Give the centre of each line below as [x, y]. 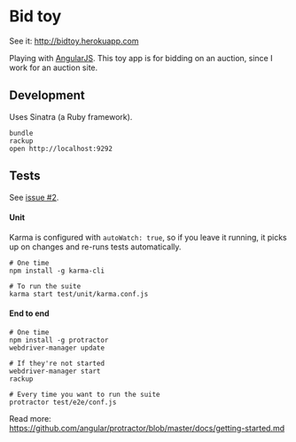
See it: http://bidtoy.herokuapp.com [74, 41]
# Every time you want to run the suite [85, 394]
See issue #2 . [34, 197]
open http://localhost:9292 [61, 148]
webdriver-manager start [55, 371]
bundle [21, 133]
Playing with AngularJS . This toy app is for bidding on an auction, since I [141, 58]
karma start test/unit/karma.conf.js [79, 294]
